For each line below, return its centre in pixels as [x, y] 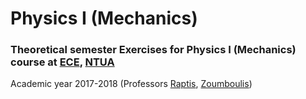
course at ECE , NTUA [62, 62]
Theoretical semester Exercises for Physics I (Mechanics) [153, 50]
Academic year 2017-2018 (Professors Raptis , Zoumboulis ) [131, 84]
